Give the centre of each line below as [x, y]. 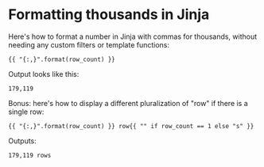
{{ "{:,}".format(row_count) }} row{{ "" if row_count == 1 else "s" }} [131, 126]
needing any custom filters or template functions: [89, 44]
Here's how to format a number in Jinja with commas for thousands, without [133, 36]
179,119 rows [30, 155]
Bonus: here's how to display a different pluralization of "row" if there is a [128, 103]
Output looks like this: [44, 74]
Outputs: [23, 141]
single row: [26, 112]
